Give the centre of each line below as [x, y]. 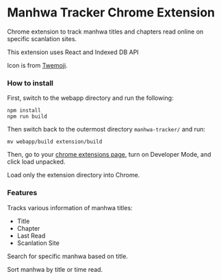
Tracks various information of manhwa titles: [70, 207]
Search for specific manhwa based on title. [68, 256]
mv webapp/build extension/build [55, 142]
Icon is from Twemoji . [37, 65]
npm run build [27, 117]
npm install [24, 111]
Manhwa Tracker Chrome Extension [111, 13]
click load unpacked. [36, 162]
